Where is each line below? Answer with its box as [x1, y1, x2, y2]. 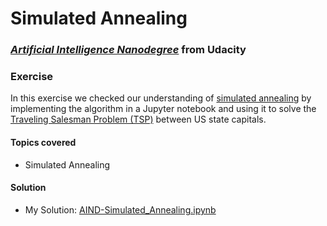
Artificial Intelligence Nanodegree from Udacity [10, 43, 247, 57]
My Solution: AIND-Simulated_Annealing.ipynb [24, 203, 217, 216]
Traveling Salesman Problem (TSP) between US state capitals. [10, 113, 267, 126]
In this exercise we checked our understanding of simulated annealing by [10, 92, 312, 104]
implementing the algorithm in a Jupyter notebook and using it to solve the [10, 103, 317, 115]
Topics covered [10, 137, 77, 148]
